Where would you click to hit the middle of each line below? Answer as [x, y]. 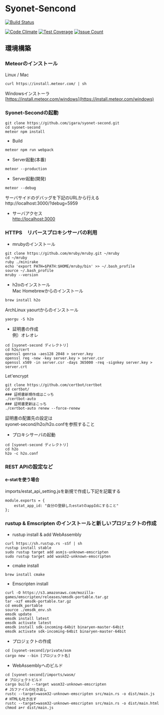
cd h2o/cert [17, 350]
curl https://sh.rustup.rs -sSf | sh [44, 543]
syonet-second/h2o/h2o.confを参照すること [50, 424]
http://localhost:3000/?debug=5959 [41, 203]
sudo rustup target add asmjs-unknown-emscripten [57, 552]
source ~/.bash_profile [29, 271]
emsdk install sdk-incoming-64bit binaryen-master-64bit [65, 627]
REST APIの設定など [29, 467]
